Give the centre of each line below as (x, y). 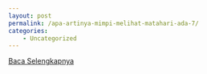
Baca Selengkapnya (41, 61)
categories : (28, 31)
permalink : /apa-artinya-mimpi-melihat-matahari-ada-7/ (103, 23)
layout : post (30, 16)
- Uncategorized (50, 38)
